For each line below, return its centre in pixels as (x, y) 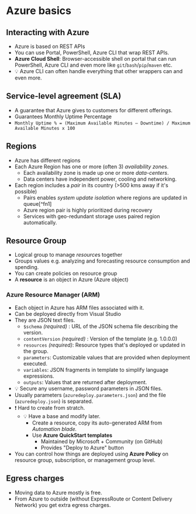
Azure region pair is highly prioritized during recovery (88, 210)
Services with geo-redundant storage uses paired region (92, 216)
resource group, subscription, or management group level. (85, 460)
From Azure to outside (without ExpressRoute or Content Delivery (93, 499)
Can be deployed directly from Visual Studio (68, 313)
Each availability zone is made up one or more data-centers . (96, 173)
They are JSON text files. (45, 320)
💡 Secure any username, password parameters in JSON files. (88, 388)
